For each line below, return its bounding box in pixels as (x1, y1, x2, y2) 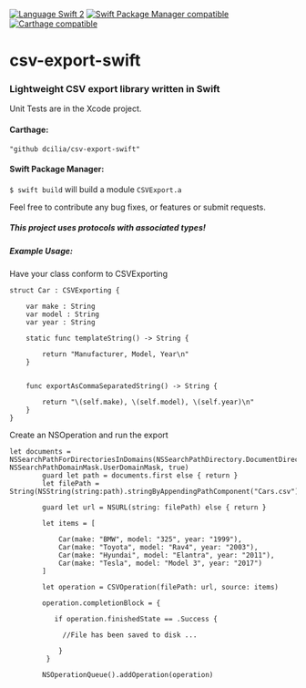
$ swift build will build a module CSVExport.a (9, 183, 182, 195)
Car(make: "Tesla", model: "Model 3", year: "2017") (57, 559, 262, 569)
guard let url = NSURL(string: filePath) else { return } (42, 503, 267, 512)
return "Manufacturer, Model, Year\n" (42, 350, 189, 359)
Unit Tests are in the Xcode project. (9, 103, 142, 114)
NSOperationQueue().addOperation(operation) (42, 671, 214, 680)
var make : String (25, 302, 96, 312)
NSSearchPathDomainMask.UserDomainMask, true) (9, 463, 189, 473)
